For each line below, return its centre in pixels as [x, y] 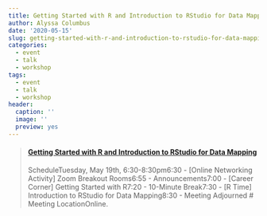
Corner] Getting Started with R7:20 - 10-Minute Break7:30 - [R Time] [139, 187]
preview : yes [37, 127]
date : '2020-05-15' [41, 30]
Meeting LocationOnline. [68, 203]
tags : [17, 75]
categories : [28, 45]
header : [21, 104]
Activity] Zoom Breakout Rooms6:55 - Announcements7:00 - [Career [141, 178]
